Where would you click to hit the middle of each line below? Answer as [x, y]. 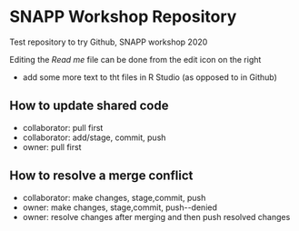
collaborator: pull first [63, 127]
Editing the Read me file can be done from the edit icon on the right [135, 59]
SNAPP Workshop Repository [123, 17]
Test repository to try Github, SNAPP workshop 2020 [109, 42]
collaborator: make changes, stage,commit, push [114, 197]
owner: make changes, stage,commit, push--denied [120, 207]
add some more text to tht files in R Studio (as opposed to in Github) [149, 77]
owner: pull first [52, 146]
